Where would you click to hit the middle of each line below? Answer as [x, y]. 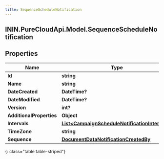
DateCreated [23, 91]
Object [70, 115]
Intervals [18, 123]
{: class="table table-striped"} [35, 151]
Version [17, 107]
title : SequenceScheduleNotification [43, 10]
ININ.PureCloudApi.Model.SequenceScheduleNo [81, 30]
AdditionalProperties [32, 115]
